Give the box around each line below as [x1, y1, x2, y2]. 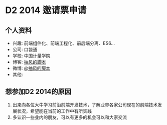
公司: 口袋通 [12, 46, 38, 52]
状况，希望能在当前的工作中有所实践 [17, 108, 92, 114]
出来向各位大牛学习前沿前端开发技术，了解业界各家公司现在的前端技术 [12, 101, 158, 107]
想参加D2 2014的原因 [5, 87, 72, 96]
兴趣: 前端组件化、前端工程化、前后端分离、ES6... [12, 40, 115, 46]
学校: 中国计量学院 [12, 53, 51, 58]
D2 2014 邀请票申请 [5, 4, 87, 16]
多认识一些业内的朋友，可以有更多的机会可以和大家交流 [12, 114, 127, 120]
